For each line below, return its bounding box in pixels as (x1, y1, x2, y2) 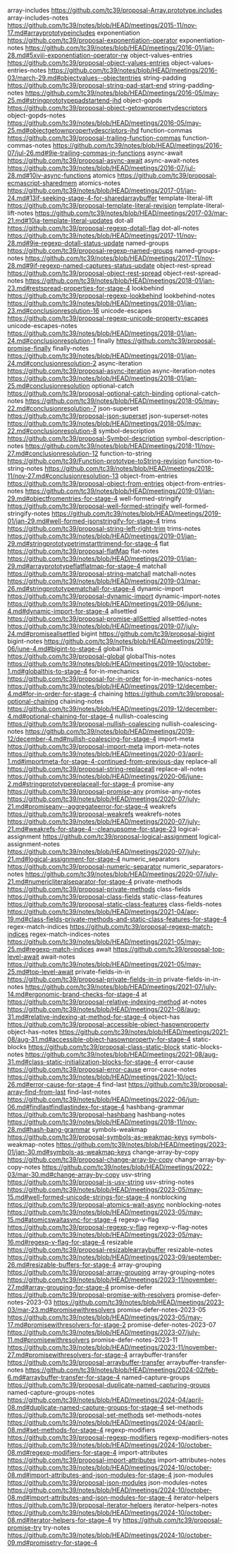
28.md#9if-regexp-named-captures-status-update (7, 262, 155, 269)
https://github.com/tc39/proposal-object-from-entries (7, 479, 164, 487)
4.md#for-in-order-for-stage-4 (7, 689, 97, 698)
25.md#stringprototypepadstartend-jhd (7, 96, 122, 105)
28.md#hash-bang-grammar (7, 1126, 91, 1133)
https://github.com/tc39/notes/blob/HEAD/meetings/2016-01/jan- (25, 44, 215, 52)
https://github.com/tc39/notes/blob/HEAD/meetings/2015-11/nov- (7, 21, 197, 29)
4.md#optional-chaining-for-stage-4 (7, 712, 114, 720)
